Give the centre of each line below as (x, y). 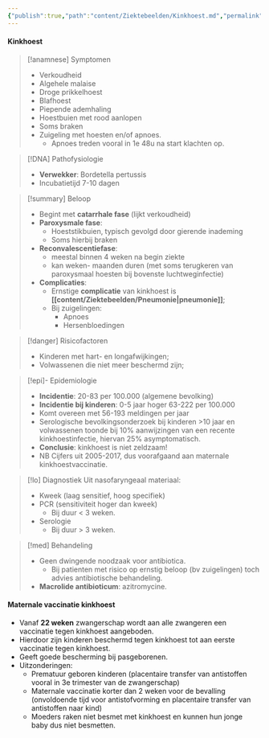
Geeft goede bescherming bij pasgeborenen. (94, 657)
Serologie (55, 521)
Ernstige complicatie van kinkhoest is (114, 291)
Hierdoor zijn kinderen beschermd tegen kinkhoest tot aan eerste (127, 640)
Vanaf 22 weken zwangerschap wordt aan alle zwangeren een (122, 623)
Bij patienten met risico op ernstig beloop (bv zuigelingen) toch (155, 569)
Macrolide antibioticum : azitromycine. (103, 586)
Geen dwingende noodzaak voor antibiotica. (112, 560)
